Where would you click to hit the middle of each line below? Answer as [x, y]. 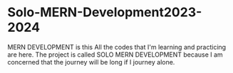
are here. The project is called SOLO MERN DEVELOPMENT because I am [115, 55]
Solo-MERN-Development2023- [105, 12]
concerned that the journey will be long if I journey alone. [91, 62]
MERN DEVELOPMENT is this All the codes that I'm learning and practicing [117, 47]
